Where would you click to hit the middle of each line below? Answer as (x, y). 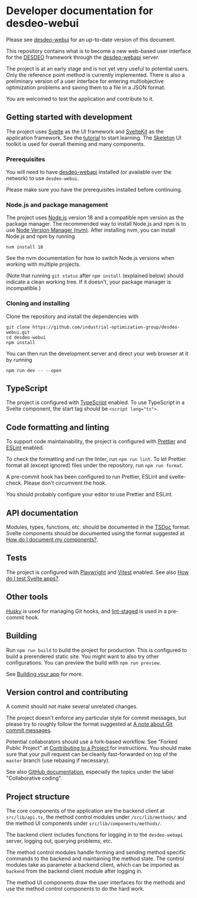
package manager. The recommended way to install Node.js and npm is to (96, 224)
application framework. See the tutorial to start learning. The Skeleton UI (94, 138)
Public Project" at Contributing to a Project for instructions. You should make (99, 748)
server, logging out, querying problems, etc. (59, 841)
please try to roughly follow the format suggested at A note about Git (89, 724)
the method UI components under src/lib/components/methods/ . (84, 823)
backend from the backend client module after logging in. (74, 871)
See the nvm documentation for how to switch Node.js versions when (90, 258)
